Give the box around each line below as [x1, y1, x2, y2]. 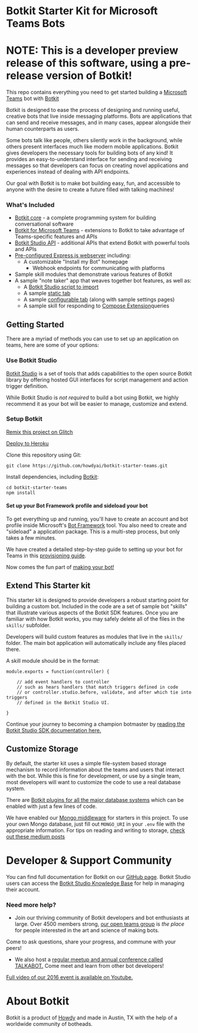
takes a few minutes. [6, 534, 57, 541]
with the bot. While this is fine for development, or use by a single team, [6, 772, 181, 779]
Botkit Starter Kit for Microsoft [6, 4, 158, 18]
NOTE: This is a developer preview [6, 44, 178, 57]
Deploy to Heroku [6, 439, 49, 447]
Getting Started [6, 319, 64, 329]
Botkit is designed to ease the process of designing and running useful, [6, 107, 180, 114]
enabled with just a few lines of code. [6, 803, 98, 810]
